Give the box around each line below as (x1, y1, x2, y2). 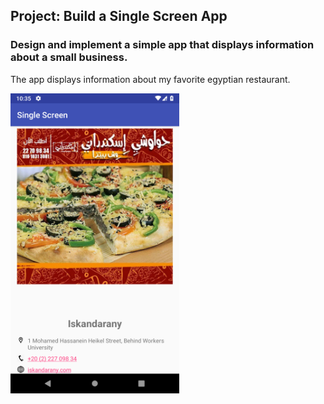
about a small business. (10, 50, 128, 64)
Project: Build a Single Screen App (10, 8, 228, 25)
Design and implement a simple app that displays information (10, 38, 315, 52)
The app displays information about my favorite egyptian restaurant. (10, 73, 291, 85)
